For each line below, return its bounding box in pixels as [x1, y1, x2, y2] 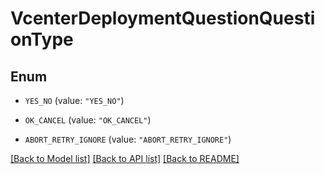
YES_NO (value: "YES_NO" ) [24, 95, 125, 106]
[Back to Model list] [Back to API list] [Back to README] [10, 153, 240, 164]
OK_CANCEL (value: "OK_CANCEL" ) [24, 114, 152, 126]
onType [10, 28, 74, 51]
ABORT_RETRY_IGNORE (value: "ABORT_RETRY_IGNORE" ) [24, 133, 232, 145]
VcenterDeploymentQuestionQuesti [10, 7, 316, 30]
